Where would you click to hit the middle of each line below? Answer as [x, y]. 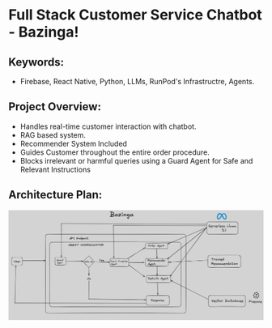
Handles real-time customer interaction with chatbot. [108, 126]
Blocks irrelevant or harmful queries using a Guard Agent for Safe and [136, 160]
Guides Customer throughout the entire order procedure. [115, 152]
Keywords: [36, 62]
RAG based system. [53, 134]
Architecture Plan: [55, 195]
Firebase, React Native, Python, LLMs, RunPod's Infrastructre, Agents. [137, 81]
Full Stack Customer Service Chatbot [136, 15]
